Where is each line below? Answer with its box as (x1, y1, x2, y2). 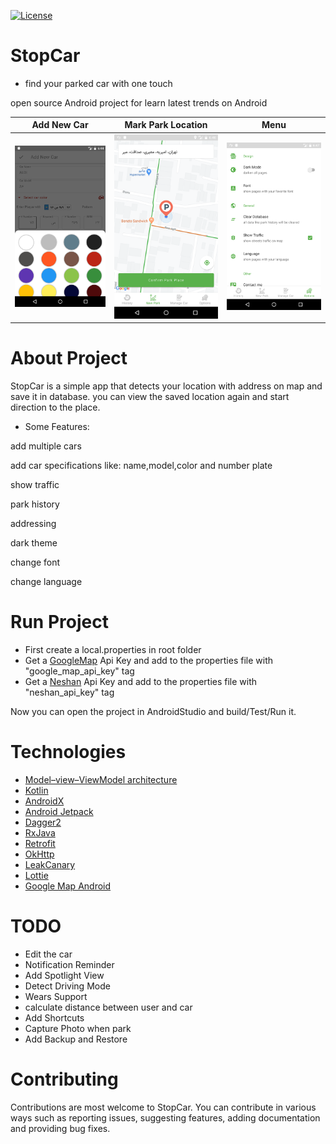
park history (10, 498, 60, 510)
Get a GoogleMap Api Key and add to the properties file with (24, 654, 274, 666)
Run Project (10, 611, 109, 634)
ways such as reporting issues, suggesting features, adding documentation (10, 1111, 321, 1124)
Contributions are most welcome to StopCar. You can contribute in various (10, 1101, 317, 1113)
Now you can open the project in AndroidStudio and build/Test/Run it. (10, 705, 297, 717)
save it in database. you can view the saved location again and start (10, 390, 290, 402)
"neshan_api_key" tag (24, 686, 115, 698)
